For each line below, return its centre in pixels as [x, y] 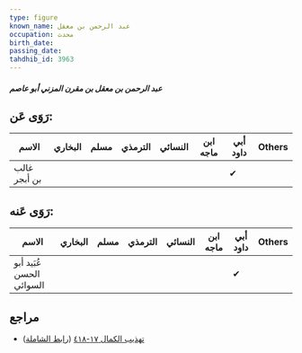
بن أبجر [28, 179]
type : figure [34, 18]
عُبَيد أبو [28, 263]
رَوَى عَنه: [31, 211]
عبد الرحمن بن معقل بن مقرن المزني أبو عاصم [86, 88]
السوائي [29, 286]
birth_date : [31, 43]
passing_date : [36, 51]
